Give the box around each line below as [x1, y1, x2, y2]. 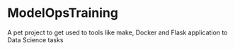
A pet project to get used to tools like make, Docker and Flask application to [7, 28, 228, 37]
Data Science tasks [7, 35, 64, 44]
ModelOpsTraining [7, 5, 119, 21]
